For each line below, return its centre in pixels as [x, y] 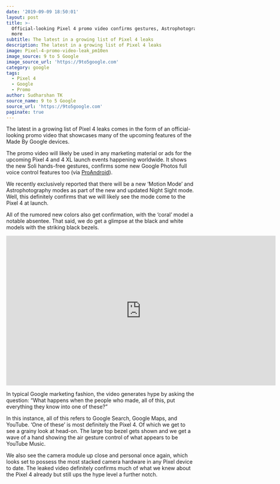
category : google [28, 67]
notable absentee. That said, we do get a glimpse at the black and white [95, 221]
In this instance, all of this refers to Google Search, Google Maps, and [92, 418]
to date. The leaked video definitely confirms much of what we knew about [98, 468]
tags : [13, 73]
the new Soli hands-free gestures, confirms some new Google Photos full [97, 166]
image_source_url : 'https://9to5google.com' [63, 62]
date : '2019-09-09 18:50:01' [42, 12]
